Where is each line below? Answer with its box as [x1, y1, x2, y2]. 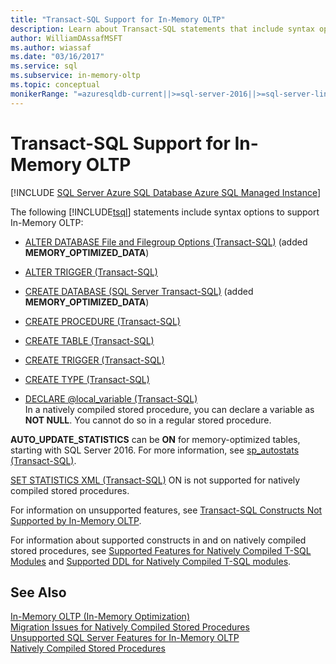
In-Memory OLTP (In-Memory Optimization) [10, 611, 190, 623]
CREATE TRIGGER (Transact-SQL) [24, 354, 165, 366]
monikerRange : [10, 89, 70, 99]
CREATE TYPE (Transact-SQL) [24, 373, 150, 385]
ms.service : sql [10, 61, 78, 71]
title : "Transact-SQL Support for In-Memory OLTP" [10, 14, 226, 25]
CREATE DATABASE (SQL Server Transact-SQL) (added [24, 285, 254, 297]
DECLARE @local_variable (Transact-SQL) [24, 392, 198, 405]
